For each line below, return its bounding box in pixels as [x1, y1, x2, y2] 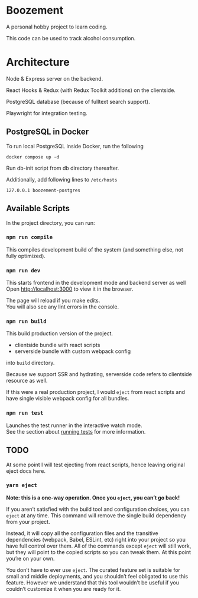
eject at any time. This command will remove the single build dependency [6, 511, 187, 519]
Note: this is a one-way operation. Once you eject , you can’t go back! [6, 494, 180, 501]
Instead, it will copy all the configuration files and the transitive [6, 529, 158, 537]
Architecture [6, 56, 70, 69]
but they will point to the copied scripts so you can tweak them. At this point [6, 548, 191, 555]
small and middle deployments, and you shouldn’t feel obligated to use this [6, 572, 188, 580]
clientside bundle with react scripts [14, 342, 100, 349]
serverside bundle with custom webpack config [14, 348, 131, 355]
